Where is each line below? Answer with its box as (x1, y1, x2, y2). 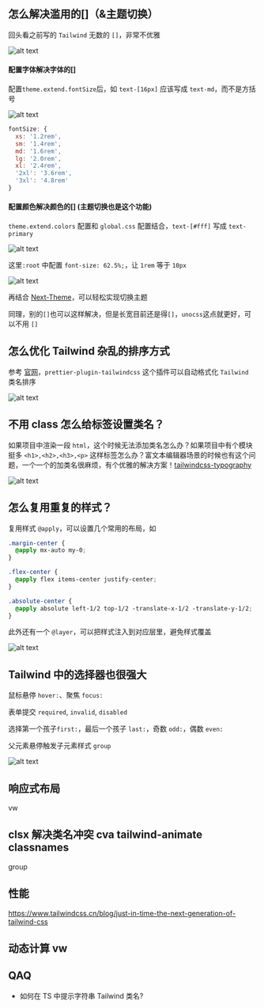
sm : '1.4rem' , (15, 139, 62, 148)
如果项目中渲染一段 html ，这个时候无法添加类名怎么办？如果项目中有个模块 (8, 440, 253, 450)
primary (8, 230, 34, 238)
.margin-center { (8, 539, 66, 547)
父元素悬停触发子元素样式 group (8, 741, 111, 751)
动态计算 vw (8, 941, 68, 956)
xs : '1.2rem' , (15, 132, 62, 140)
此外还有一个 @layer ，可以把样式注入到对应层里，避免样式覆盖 (8, 627, 212, 637)
